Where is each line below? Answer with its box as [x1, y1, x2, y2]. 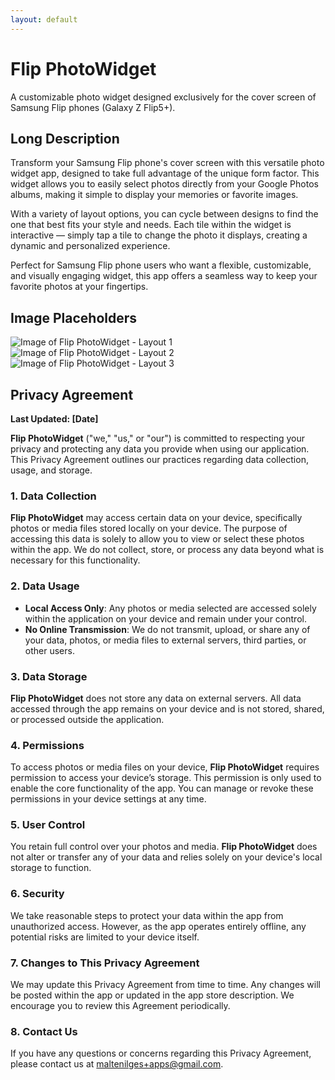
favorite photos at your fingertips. [10, 281, 149, 293]
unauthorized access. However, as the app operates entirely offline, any [10, 920, 307, 932]
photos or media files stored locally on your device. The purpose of [10, 522, 288, 535]
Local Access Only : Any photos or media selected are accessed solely [24, 602, 317, 614]
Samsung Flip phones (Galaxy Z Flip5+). [10, 101, 176, 113]
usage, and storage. [10, 464, 93, 476]
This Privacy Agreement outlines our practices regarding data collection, [10, 454, 309, 465]
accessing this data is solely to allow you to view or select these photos [10, 533, 305, 545]
